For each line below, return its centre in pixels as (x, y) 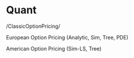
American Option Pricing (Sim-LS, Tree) (54, 48)
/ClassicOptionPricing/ (33, 26)
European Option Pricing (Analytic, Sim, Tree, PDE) (67, 37)
